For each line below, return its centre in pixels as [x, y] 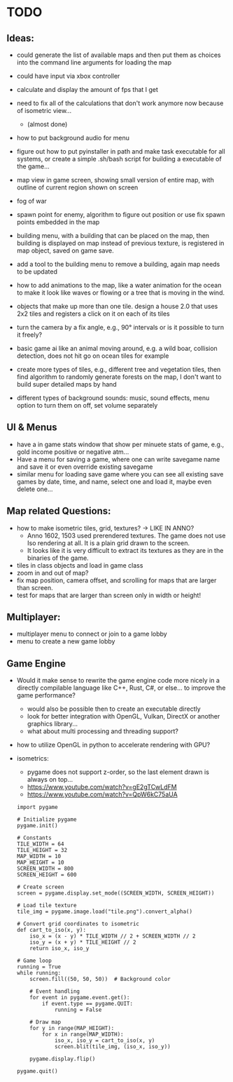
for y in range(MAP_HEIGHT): [72, 1029]
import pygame [37, 808]
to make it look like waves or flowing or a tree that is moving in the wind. [121, 293]
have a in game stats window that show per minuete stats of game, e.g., [120, 444]
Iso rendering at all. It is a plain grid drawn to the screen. [108, 543]
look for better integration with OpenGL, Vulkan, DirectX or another [123, 716]
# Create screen [40, 887]
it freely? [29, 335]
